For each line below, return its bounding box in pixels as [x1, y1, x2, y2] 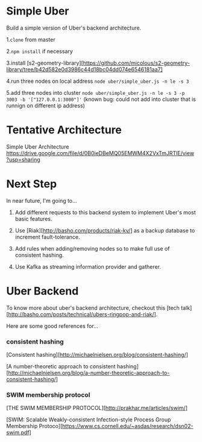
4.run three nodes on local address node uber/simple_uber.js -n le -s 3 [6, 77, 189, 85]
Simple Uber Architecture [6, 143, 69, 150]
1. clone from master [6, 36, 55, 43]
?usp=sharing [6, 156, 40, 163]
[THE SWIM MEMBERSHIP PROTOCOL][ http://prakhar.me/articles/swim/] [6, 405, 188, 412]
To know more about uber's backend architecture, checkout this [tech [6, 304, 180, 312]
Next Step [6, 177, 57, 191]
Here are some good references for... [6, 322, 98, 330]
